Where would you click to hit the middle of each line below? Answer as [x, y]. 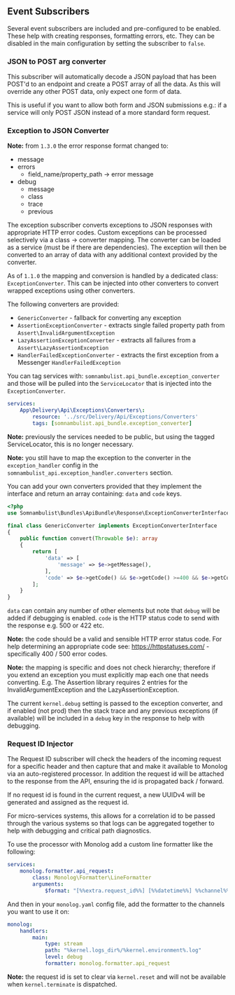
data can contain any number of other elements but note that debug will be [114, 611]
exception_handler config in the [53, 465]
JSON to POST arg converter [57, 61]
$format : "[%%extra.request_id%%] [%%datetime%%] [118, 891]
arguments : [48, 884]
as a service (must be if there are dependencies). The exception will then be [117, 247]
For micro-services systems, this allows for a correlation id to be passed [111, 816]
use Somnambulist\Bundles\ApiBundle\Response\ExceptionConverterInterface [119, 513]
